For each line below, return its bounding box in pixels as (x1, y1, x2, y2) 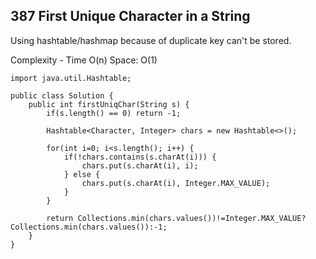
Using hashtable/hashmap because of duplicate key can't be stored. (10, 34, 292, 46)
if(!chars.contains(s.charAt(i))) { (63, 152, 217, 162)
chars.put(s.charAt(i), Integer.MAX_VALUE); (81, 178, 271, 188)
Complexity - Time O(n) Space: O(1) (10, 54, 158, 66)
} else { (63, 169, 101, 179)
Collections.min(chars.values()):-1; (10, 222, 168, 232)
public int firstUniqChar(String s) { (28, 99, 190, 109)
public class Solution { (10, 90, 114, 101)
